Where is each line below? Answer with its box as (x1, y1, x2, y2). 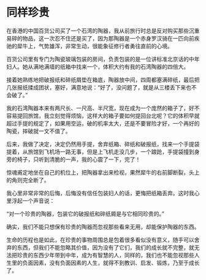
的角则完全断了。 (6, 176, 50, 184)
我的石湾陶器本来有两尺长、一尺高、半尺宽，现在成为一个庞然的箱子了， (6, 104, 189, 112)
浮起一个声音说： (11, 197, 55, 204)
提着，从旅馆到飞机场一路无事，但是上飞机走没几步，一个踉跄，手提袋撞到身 (6, 148, 200, 155)
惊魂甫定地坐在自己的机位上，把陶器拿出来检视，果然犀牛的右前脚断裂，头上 (6, 168, 200, 176)
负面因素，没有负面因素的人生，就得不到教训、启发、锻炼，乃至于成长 (22, 259, 200, 267)
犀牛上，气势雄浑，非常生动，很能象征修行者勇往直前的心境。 (17, 42, 173, 50)
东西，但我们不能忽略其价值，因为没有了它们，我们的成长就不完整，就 (17, 243, 194, 251)
